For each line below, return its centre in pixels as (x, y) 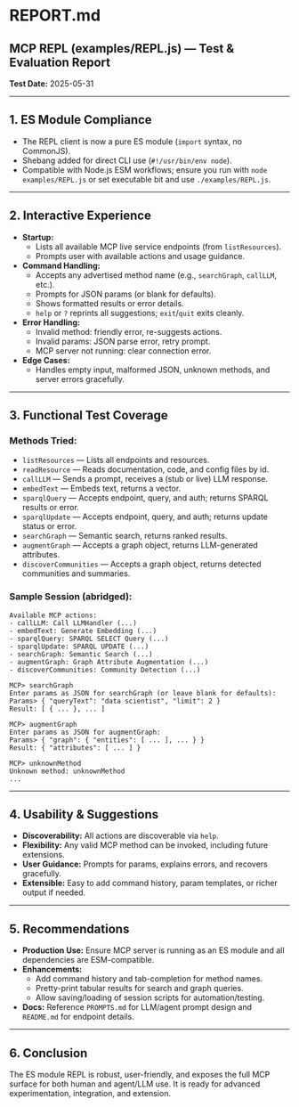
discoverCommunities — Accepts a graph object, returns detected (141, 564)
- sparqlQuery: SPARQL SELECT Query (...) (89, 639)
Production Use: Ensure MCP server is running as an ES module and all (153, 950)
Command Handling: (61, 265)
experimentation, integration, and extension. (90, 1094)
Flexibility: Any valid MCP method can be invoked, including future (145, 845)
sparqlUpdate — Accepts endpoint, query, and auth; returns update (145, 517)
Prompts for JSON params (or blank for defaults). (125, 294)
